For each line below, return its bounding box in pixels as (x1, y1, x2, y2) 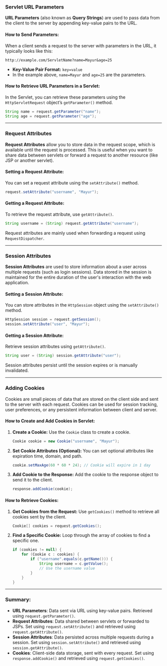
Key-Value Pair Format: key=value (12, 66, 83, 72)
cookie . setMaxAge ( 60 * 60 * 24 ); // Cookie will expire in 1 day (12, 463, 151, 468)
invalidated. (5, 367, 29, 373)
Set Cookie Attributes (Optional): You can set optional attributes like (12, 448, 154, 454)
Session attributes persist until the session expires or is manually (5, 362, 138, 368)
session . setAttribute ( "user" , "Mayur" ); (5, 322, 90, 327)
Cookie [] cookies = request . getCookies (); (12, 523, 102, 528)
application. (5, 280, 29, 286)
